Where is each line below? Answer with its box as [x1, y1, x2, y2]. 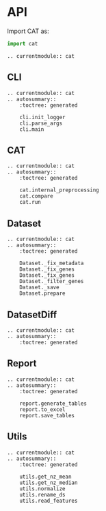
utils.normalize [19, 485, 66, 492]
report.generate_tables [19, 400, 88, 407]
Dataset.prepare [19, 290, 66, 297]
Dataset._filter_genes [19, 278, 84, 285]
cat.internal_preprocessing [19, 187, 99, 194]
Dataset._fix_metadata [19, 260, 84, 267]
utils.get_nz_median [19, 479, 78, 486]
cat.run [19, 199, 41, 206]
